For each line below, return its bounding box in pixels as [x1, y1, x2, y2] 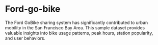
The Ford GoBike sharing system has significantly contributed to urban [5, 20, 148, 25]
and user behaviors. [5, 35, 46, 41]
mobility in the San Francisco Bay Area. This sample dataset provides [5, 24, 145, 30]
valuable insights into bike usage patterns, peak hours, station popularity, [5, 30, 153, 36]
